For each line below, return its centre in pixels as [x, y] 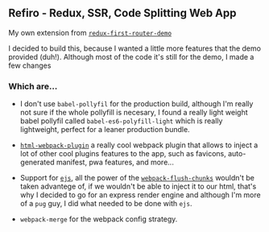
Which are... [33, 86]
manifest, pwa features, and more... [115, 162]
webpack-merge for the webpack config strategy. [99, 219]
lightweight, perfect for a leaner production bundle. [105, 130]
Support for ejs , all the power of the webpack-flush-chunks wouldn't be [137, 178]
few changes [30, 65]
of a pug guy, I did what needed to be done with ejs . [106, 204]
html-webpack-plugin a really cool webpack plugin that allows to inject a [139, 145]
